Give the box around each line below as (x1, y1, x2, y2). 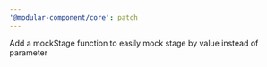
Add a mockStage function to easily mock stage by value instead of (9, 38, 259, 48)
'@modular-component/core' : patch (9, 13, 139, 22)
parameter (9, 46, 48, 58)
